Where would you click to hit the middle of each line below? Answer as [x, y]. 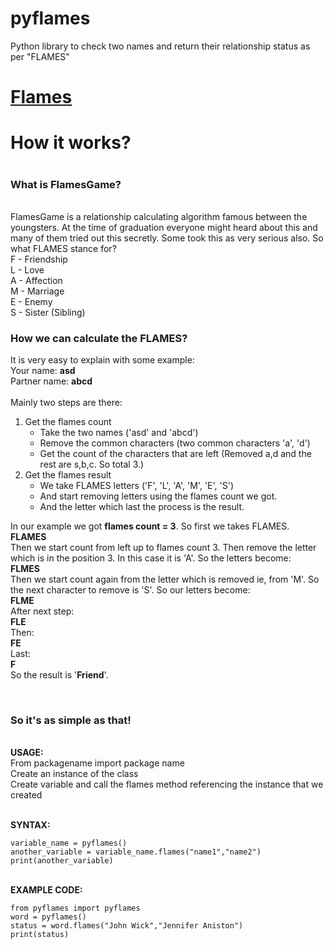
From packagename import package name [97, 763]
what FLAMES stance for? [63, 248]
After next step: [42, 611]
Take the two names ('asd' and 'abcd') [119, 433]
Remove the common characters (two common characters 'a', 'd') [175, 443]
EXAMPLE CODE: [46, 890]
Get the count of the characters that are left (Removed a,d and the [175, 454]
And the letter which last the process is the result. [142, 507]
